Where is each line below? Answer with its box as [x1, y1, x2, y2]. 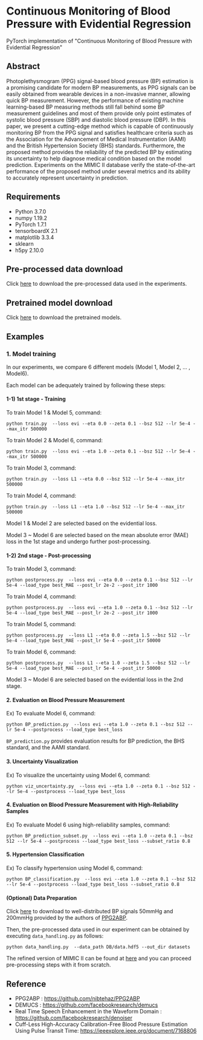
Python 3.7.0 [14, 208, 47, 215]
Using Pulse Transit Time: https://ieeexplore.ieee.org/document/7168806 [14, 1027, 197, 1035]
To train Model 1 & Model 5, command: [6, 409, 101, 416]
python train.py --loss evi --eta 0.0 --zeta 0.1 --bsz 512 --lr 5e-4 [6, 420, 190, 427]
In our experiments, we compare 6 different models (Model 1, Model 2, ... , [6, 363, 190, 371]
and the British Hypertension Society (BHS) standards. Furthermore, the [6, 141, 185, 149]
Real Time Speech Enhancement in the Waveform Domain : [14, 1008, 162, 1015]
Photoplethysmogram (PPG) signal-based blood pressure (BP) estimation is [6, 77, 194, 84]
